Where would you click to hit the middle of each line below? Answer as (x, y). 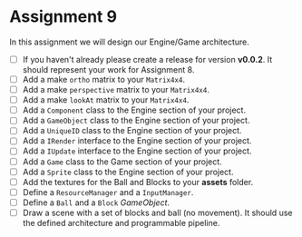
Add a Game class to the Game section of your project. (122, 162)
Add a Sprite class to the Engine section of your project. (128, 172)
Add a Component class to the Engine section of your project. (134, 110)
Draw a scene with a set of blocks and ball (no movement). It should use (157, 212)
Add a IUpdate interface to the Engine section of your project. (137, 151)
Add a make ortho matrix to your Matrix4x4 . (104, 79)
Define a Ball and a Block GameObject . (96, 202)
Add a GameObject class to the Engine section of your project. (136, 121)
